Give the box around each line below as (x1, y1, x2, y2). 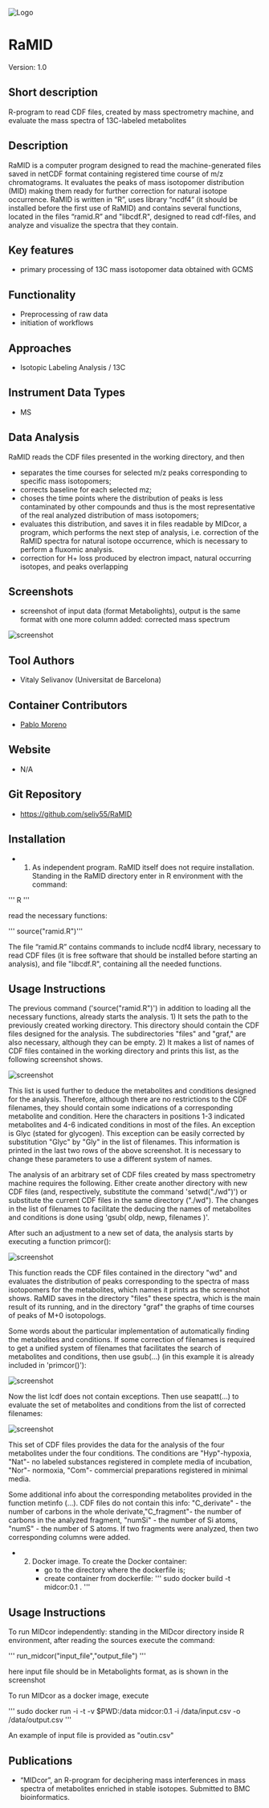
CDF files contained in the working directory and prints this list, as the (8, 1046, 239, 1056)
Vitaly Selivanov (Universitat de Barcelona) (19, 675, 162, 685)
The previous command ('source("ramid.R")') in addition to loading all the (8, 1003, 251, 1013)
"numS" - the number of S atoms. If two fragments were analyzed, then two (8, 1524, 259, 1534)
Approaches (8, 341, 72, 355)
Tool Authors (8, 653, 75, 667)
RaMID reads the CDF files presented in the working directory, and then (8, 451, 245, 462)
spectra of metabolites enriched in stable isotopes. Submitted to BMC (19, 1783, 251, 1794)
